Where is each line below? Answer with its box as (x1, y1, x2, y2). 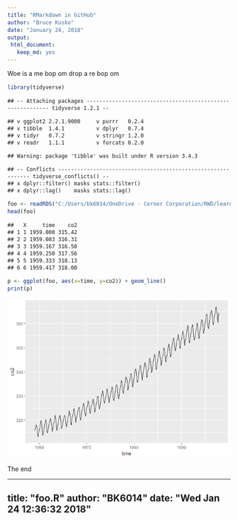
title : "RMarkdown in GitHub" (7, 11, 97, 18)
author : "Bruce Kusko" (7, 18, 74, 26)
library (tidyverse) (7, 84, 65, 91)
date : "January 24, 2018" (7, 26, 84, 33)
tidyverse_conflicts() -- (33, 172, 110, 180)
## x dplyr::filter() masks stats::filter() (7, 179, 141, 187)
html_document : (10, 41, 55, 49)
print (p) (7, 284, 33, 292)
